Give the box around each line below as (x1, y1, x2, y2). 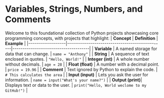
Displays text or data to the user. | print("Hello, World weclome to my (5, 82, 147, 88)
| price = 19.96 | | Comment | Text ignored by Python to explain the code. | (5, 66, 158, 72)
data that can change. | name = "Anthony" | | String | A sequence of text (5, 50, 149, 57)
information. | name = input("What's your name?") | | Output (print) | (5, 77, 142, 83)
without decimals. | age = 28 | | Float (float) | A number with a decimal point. (5, 61, 160, 67)
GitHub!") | (5, 87, 28, 93)
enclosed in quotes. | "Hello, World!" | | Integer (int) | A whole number (5, 56, 150, 62)
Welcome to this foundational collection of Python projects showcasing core (5, 30, 159, 36)
